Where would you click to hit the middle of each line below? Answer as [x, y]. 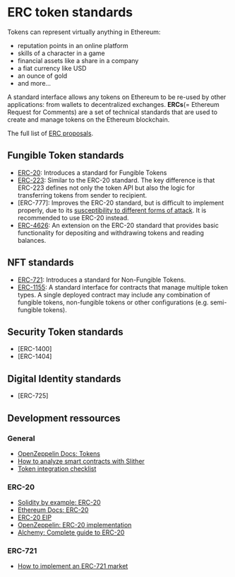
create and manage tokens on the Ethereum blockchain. [89, 119]
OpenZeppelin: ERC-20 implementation [74, 525]
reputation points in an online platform [73, 45]
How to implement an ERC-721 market [73, 566]
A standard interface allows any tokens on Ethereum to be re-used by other [117, 97]
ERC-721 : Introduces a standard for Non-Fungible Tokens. [102, 280]
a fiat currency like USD [52, 68]
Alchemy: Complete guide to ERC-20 [71, 532]
